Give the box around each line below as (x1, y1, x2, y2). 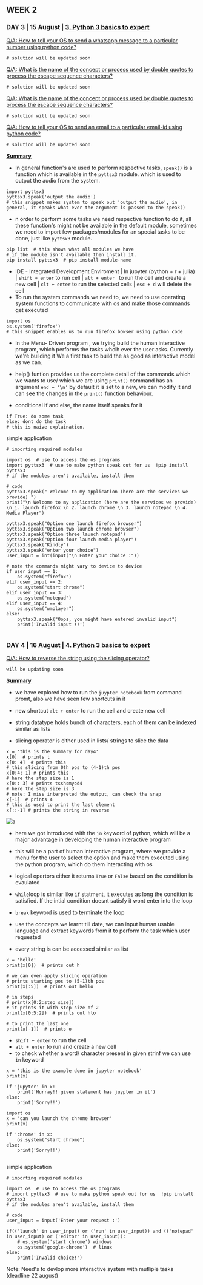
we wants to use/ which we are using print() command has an (15, 376, 173, 384)
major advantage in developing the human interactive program (15, 836, 171, 843)
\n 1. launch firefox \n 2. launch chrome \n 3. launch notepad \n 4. (6, 504, 188, 510)
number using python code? (6, 43, 77, 50)
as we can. (15, 358, 42, 366)
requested (15, 933, 41, 940)
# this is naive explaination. (6, 424, 85, 430)
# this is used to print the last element (6, 801, 115, 808)
